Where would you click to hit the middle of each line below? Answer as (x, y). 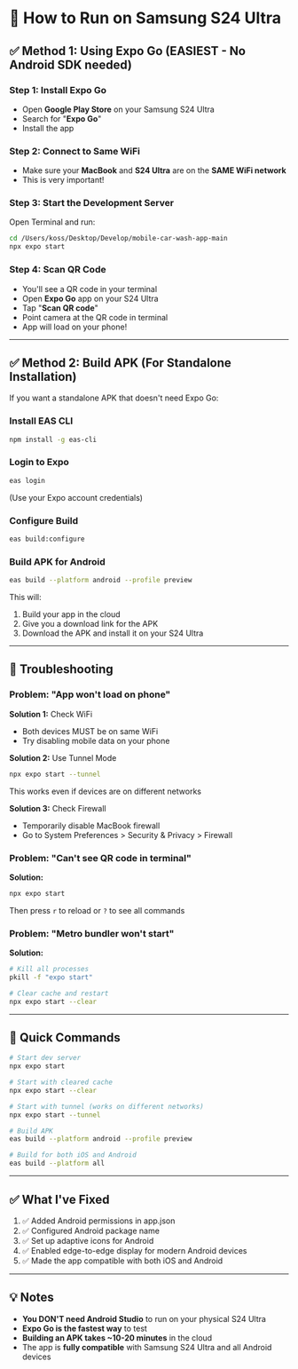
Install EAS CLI (41, 421)
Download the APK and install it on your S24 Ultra (113, 633)
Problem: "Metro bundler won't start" (92, 933)
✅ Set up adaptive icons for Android (88, 1240)
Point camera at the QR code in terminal (95, 317)
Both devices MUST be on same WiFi (90, 731)
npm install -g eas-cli (53, 439)
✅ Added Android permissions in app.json (98, 1221)
